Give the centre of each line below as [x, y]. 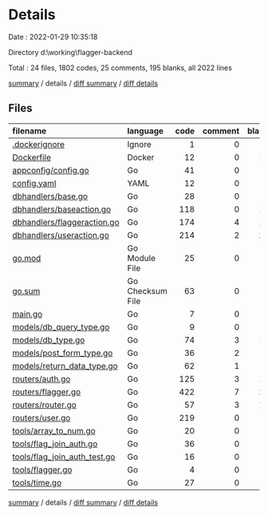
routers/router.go [45, 405]
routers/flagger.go [47, 391]
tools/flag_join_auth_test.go [64, 457]
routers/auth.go [41, 378]
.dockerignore [39, 144]
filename [30, 131]
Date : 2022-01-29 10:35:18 [53, 37]
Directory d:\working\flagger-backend [71, 52]
